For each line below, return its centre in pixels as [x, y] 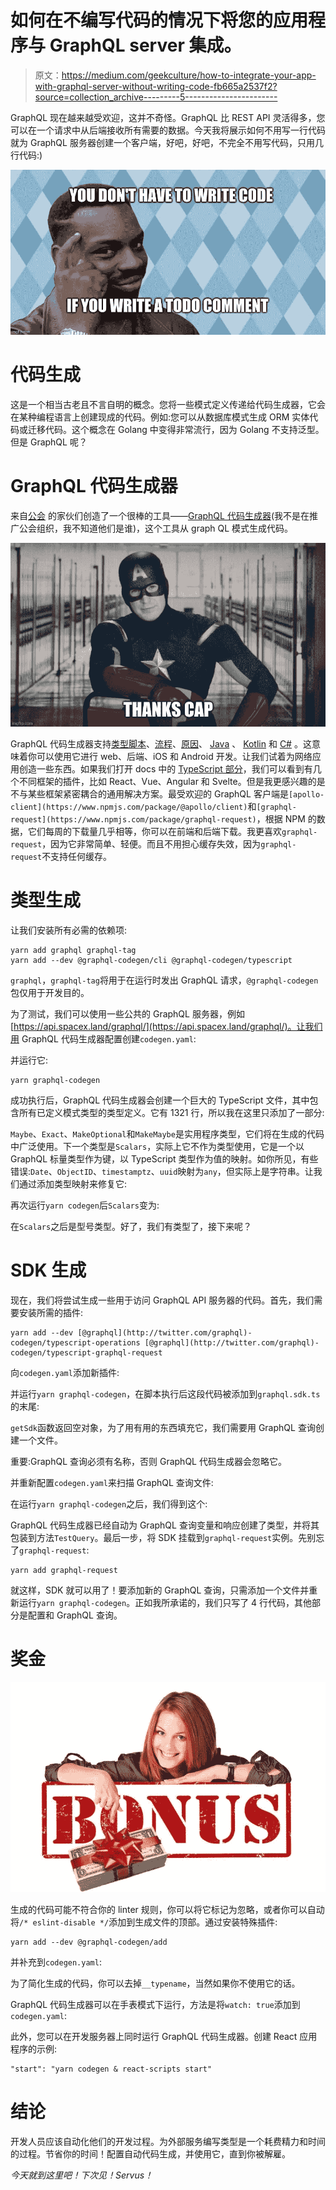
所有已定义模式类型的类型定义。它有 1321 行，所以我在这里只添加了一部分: [171, 1112]
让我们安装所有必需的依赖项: [69, 930]
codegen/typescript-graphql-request [86, 1352]
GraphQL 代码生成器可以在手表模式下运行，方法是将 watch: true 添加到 [155, 2004]
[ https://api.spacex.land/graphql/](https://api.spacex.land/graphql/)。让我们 [166, 1026]
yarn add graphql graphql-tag [73, 950]
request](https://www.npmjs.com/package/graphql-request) [133, 819]
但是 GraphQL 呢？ [49, 442]
